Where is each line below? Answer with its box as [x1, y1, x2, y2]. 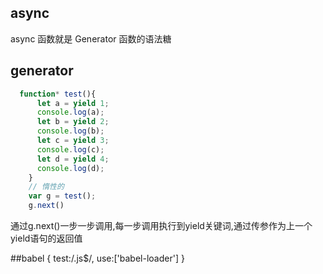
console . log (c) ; [36, 144, 105, 155]
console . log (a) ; [36, 107, 105, 118]
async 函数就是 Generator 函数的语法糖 [10, 32, 172, 45]
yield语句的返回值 [10, 232, 83, 244]
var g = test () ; [28, 191, 97, 201]
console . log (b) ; [36, 126, 105, 136]
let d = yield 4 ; [36, 154, 110, 164]
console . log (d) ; [36, 163, 105, 173]
